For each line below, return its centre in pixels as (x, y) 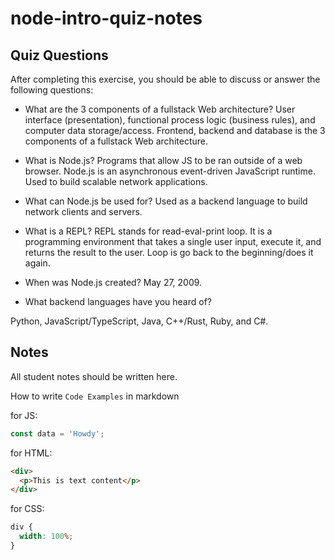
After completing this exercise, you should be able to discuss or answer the (165, 79)
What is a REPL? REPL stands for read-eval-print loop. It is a (148, 231)
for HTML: (31, 453)
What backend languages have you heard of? (118, 301)
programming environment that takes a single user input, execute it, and (173, 241)
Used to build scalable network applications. (116, 181)
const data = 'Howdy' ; (57, 433)
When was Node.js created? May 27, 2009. (113, 282)
